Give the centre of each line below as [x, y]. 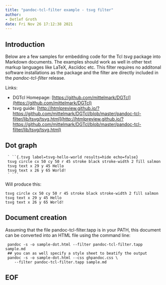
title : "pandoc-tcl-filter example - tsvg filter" [59, 10]
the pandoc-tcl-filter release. [35, 78]
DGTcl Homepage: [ [33, 98]
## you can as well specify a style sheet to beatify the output [77, 253]
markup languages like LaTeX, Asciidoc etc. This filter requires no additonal [83, 67]
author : [13, 15]
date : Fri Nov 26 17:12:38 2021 [39, 24]
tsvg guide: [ [25, 108]
